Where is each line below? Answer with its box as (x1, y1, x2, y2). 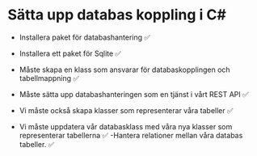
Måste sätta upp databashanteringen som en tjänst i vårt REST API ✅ (19, 89, 249, 99)
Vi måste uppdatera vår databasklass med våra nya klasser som (19, 121, 233, 131)
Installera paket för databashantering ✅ (19, 32, 151, 42)
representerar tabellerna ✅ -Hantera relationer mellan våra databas (19, 130, 243, 140)
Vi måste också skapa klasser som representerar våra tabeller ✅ (19, 105, 234, 115)
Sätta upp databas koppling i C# (7, 6, 227, 24)
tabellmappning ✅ (19, 73, 80, 82)
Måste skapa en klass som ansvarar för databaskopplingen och (19, 65, 231, 74)
